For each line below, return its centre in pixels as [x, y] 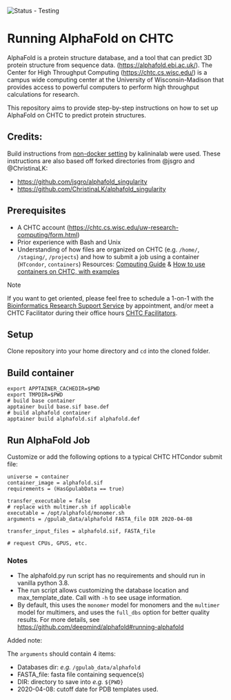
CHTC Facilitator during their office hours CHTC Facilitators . [92, 313]
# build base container [41, 401]
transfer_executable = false [49, 501]
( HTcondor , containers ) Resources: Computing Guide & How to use [111, 264]
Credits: [25, 137]
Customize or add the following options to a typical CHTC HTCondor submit [115, 457]
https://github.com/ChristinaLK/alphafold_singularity [92, 189]
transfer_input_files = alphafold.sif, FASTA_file [81, 531]
